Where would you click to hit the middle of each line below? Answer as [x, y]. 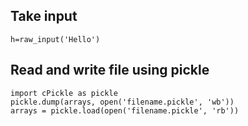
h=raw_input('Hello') [55, 39]
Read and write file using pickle [110, 70]
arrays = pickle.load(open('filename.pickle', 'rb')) [125, 110]
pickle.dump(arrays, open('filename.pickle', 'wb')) [122, 102]
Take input [44, 16]
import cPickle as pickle [64, 93]
